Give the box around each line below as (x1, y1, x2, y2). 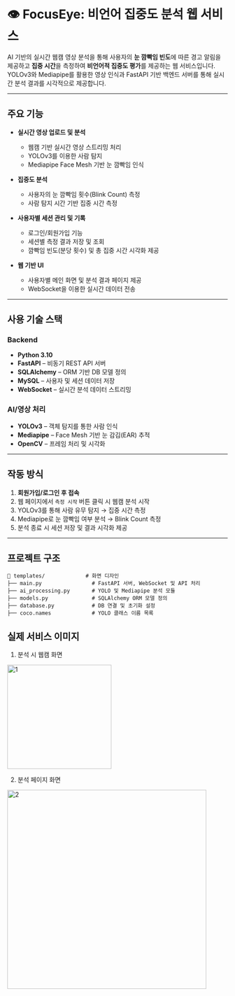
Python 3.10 (17, 351, 53, 359)
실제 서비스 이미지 (7, 631, 80, 643)
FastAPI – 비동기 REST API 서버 (17, 359, 106, 367)
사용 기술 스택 (7, 314, 63, 325)
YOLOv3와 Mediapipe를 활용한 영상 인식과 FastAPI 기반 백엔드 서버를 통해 (7, 70, 212, 78)
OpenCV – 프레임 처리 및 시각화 (17, 439, 106, 448)
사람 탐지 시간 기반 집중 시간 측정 (27, 199, 117, 207)
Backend (7, 335, 38, 345)
